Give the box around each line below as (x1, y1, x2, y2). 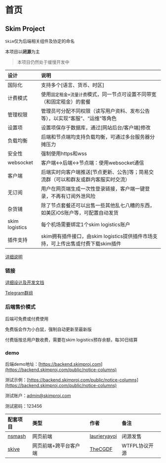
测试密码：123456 (5, 403, 42, 409)
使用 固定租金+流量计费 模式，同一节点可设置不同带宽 (41, 91, 157, 98)
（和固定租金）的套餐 (41, 98, 91, 105)
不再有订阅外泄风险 (51, 193, 96, 199)
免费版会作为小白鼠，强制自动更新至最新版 (5, 326, 92, 332)
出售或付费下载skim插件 (66, 240, 122, 247)
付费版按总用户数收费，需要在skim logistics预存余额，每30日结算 (5, 337, 138, 343)
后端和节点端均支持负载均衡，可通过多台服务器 (41, 134, 150, 140)
